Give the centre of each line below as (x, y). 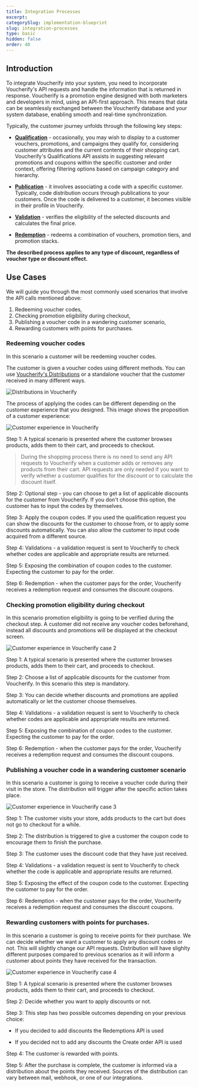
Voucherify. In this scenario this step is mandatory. (68, 684)
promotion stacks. (37, 241)
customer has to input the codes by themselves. (65, 506)
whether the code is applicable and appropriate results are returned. (89, 871)
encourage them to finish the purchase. (54, 842)
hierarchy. (27, 175)
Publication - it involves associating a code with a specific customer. (99, 186)
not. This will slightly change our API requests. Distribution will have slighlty (98, 948)
